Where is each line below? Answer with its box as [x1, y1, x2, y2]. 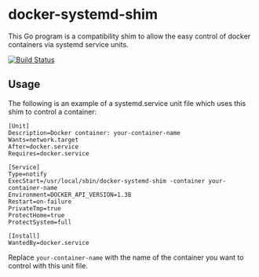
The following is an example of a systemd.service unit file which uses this [8, 98, 246, 108]
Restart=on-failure [8, 198, 72, 206]
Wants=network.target [8, 136, 79, 144]
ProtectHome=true [8, 211, 65, 219]
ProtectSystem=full [8, 218, 72, 226]
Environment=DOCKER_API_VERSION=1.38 [8, 191, 132, 199]
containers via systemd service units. [8, 39, 129, 49]
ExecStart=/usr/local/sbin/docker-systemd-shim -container [8, 177, 206, 185]
